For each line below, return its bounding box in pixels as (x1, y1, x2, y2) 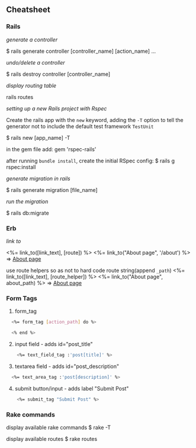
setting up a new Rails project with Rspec (6, 105, 107, 112)
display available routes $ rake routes (6, 435, 98, 442)
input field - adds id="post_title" (14, 341, 93, 348)
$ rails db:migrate (6, 209, 49, 216)
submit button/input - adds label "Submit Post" (14, 385, 129, 392)
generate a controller (6, 36, 58, 43)
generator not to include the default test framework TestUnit (6, 123, 154, 130)
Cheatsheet (6, 5, 50, 15)
